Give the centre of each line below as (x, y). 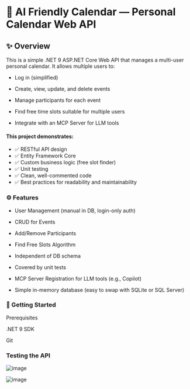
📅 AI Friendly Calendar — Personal (91, 12)
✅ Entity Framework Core (45, 156)
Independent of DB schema (47, 256)
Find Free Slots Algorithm (45, 245)
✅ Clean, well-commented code (53, 175)
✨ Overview (28, 46)
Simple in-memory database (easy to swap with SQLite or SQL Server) (99, 290)
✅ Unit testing (31, 169)
